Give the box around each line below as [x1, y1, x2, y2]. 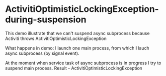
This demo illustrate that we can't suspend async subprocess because [5, 30, 150, 36]
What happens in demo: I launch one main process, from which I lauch [5, 45, 150, 51]
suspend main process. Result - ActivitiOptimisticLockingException [5, 65, 143, 71]
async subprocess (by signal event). [5, 50, 80, 56]
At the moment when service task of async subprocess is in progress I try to [5, 60, 162, 66]
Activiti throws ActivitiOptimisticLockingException [5, 36, 107, 41]
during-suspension [5, 14, 86, 25]
